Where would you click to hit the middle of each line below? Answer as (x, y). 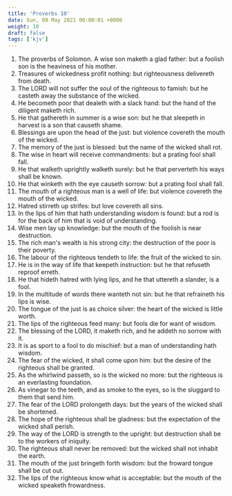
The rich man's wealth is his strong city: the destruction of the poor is (117, 243)
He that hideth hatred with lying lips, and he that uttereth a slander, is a (118, 279)
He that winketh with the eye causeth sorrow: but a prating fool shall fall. (121, 184)
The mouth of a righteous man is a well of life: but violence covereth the (120, 192)
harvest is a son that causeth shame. (70, 125)
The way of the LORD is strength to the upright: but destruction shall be (119, 434)
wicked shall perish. (46, 427)
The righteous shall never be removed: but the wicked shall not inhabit (118, 449)
